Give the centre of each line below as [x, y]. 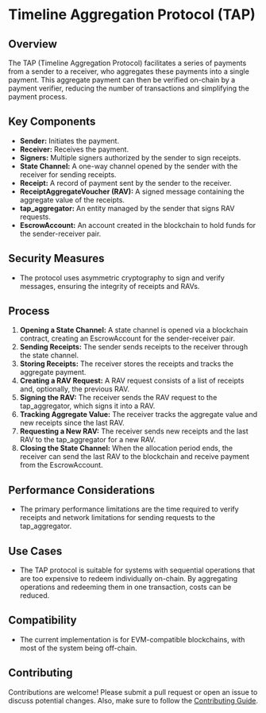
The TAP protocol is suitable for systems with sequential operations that [137, 570]
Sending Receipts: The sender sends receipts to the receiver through [134, 347]
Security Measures [56, 258]
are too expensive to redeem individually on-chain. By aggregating [129, 579]
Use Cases [35, 551]
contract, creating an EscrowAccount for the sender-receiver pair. [127, 338]
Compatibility [42, 621]
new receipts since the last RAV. [72, 423]
